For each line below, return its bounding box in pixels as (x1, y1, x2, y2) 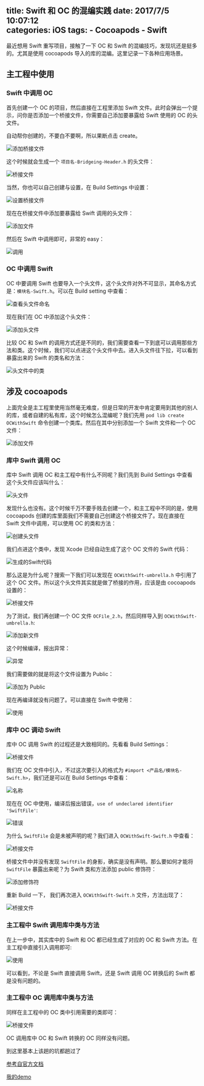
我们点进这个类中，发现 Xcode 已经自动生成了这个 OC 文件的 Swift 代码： (6, 545, 190, 553)
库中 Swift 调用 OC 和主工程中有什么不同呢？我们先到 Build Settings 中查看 (6, 471, 193, 478)
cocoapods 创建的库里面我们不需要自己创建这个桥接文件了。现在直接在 (6, 512, 185, 519)
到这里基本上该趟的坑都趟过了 (6, 1047, 81, 1054)
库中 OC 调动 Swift (6, 725, 61, 734)
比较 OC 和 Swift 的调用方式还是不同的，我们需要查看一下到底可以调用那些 (6, 339, 192, 346)
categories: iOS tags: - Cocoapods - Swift (6, 25, 168, 35)
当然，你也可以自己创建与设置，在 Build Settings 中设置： (6, 183, 151, 191)
